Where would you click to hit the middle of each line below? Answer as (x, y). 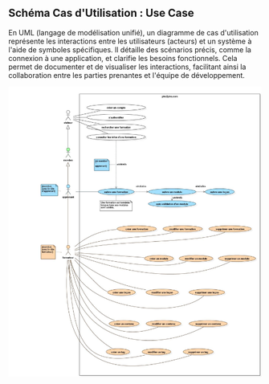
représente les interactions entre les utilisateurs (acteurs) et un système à (130, 41)
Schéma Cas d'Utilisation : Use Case (101, 13)
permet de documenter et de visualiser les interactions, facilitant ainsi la (127, 67)
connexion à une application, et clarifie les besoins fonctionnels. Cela (123, 58)
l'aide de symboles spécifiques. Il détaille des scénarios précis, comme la (130, 49)
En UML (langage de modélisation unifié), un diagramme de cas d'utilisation (133, 32)
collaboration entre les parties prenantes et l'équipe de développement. (126, 75)
